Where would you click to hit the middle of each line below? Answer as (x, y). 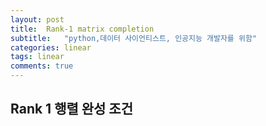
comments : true (42, 66)
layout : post (37, 19)
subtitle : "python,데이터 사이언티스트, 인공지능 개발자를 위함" (134, 38)
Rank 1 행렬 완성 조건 (72, 109)
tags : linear (37, 57)
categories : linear (51, 47)
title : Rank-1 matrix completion (82, 29)
